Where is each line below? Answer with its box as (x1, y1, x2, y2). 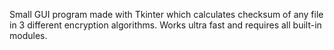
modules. (9, 30, 48, 41)
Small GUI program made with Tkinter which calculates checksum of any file (9, 9, 324, 20)
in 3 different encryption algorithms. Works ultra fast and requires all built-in (9, 19, 322, 31)
